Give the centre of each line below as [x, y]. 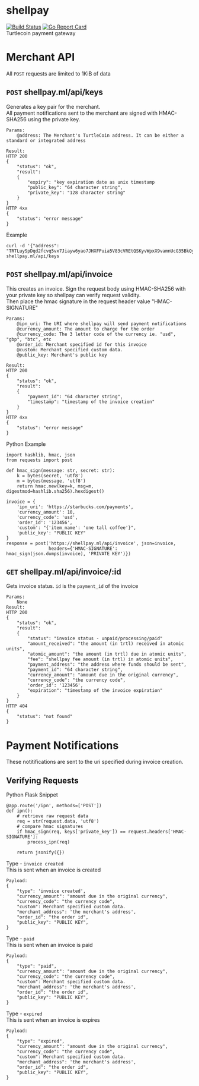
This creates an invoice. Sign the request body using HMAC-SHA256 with [96, 288]
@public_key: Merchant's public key [62, 355]
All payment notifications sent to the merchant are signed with [82, 113]
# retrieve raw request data [53, 816]
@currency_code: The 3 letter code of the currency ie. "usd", [97, 334]
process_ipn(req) [49, 842]
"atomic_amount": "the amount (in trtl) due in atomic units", [107, 654]
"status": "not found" [45, 717]
